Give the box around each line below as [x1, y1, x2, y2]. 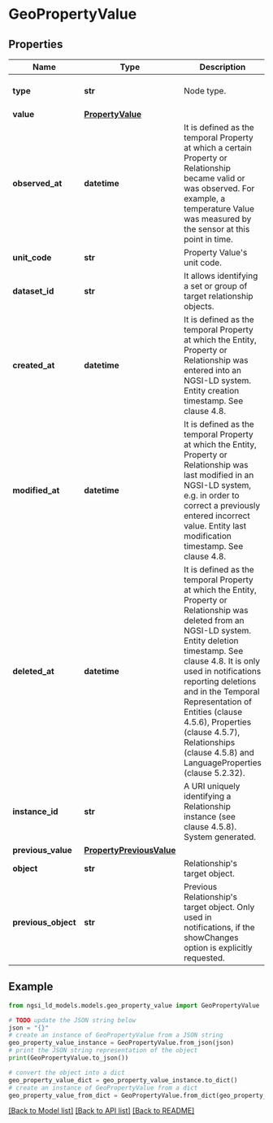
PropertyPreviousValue [84, 845, 176, 855]
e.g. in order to [184, 490, 240, 501]
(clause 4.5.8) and [184, 747, 254, 758]
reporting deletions [184, 676, 257, 687]
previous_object [12, 916, 76, 928]
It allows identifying [184, 270, 258, 281]
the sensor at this [184, 224, 250, 234]
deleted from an [184, 615, 245, 626]
